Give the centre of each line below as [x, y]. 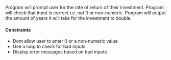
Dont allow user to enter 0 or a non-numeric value [65, 41]
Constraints [18, 29]
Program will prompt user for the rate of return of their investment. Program [85, 7]
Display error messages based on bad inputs [60, 52]
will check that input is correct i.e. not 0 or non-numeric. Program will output [86, 13]
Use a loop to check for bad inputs [49, 47]
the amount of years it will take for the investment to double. [68, 18]
